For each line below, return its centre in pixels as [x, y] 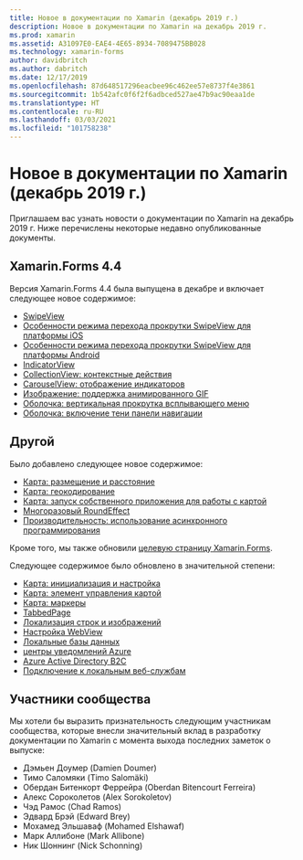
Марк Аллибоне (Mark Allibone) [84, 836]
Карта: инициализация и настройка [92, 583]
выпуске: [27, 750]
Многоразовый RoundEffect [76, 510]
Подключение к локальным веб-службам [104, 670]
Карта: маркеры [54, 602]
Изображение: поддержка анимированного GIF [115, 393]
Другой [32, 442]
